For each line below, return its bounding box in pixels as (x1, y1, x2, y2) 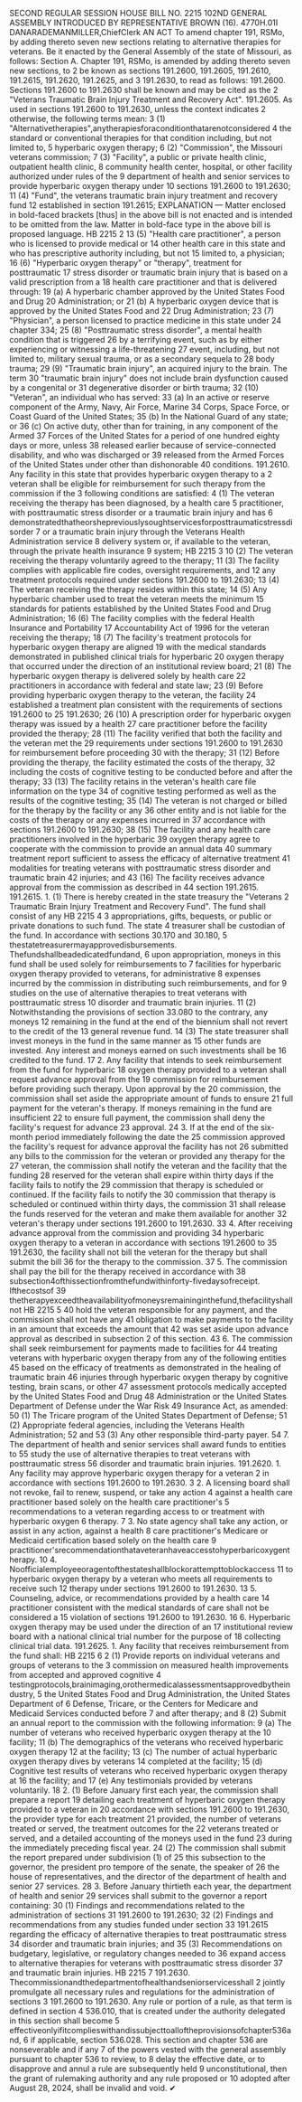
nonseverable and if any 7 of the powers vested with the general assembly (9, 2044, 287, 2055)
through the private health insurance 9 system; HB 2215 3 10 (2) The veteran (9, 546, 294, 556)
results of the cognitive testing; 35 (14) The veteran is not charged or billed (9, 796, 288, 806)
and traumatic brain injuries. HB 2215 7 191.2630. (9, 1967, 191, 1978)
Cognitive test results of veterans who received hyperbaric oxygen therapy (9, 1766, 288, 1776)
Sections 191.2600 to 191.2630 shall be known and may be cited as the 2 (9, 85, 279, 95)
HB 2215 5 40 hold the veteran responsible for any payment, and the (23, 1305, 278, 1315)
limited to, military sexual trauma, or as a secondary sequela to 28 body (9, 353, 275, 364)
